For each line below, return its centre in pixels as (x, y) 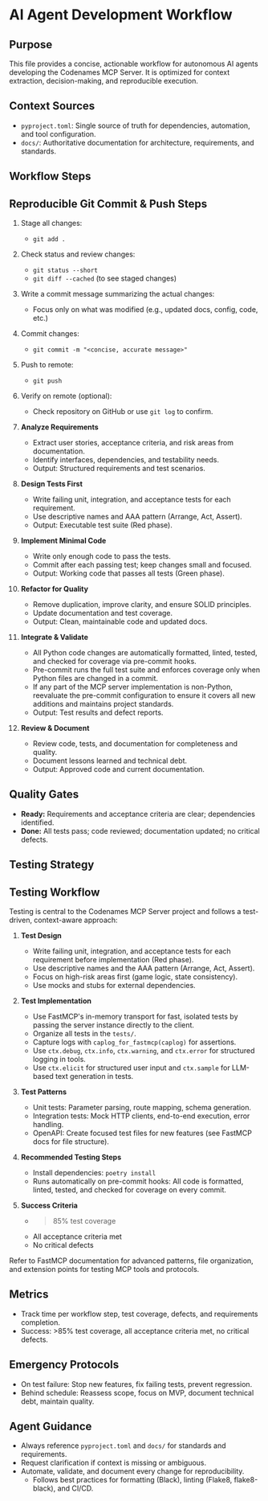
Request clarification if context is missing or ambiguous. (114, 1463)
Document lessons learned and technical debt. (110, 761)
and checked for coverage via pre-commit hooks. (115, 662)
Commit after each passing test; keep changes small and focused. (142, 565)
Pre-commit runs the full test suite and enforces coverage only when (146, 670)
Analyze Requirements (59, 427)
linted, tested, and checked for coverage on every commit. (130, 1190)
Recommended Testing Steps (71, 1157)
